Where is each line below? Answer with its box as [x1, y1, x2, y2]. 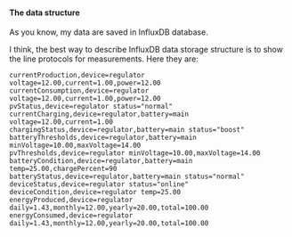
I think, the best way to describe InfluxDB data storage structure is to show [9, 45, 283, 55]
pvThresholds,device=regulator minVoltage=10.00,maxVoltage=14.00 [9, 149, 261, 158]
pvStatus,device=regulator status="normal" [9, 102, 174, 111]
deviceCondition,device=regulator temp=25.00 [9, 188, 181, 197]
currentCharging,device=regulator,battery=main [9, 110, 190, 119]
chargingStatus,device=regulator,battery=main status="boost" [9, 126, 245, 135]
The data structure [9, 7, 80, 18]
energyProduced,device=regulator [9, 196, 134, 205]
